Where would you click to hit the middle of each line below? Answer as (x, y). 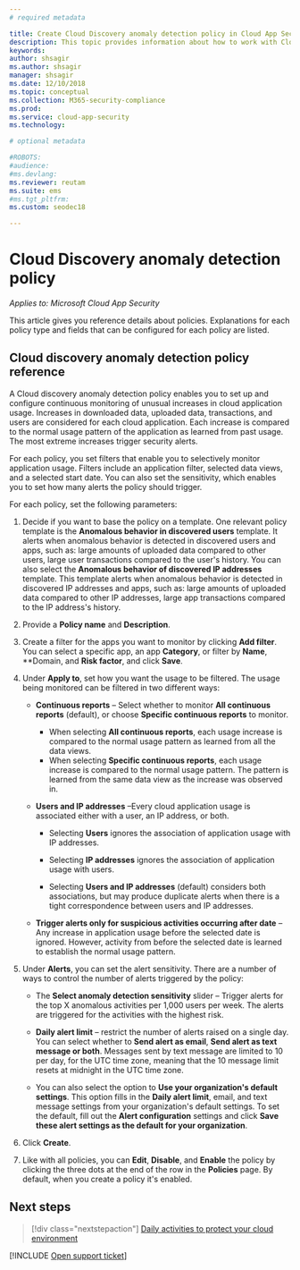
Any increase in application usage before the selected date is (148, 932)
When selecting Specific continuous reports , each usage (155, 760)
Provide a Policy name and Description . (96, 624)
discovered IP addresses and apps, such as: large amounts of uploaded (154, 588)
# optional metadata (48, 141)
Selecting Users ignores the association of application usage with (170, 833)
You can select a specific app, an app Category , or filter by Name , (145, 651)
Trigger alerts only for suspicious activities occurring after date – (159, 923)
